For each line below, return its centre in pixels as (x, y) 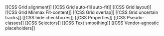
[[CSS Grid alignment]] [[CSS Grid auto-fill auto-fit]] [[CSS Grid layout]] (78, 7)
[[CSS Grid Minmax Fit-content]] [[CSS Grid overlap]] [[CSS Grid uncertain (82, 12)
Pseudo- (136, 18)
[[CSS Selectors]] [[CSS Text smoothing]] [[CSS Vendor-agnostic (92, 23)
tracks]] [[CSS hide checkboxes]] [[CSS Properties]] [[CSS (66, 18)
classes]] (14, 23)
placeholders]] (20, 28)
